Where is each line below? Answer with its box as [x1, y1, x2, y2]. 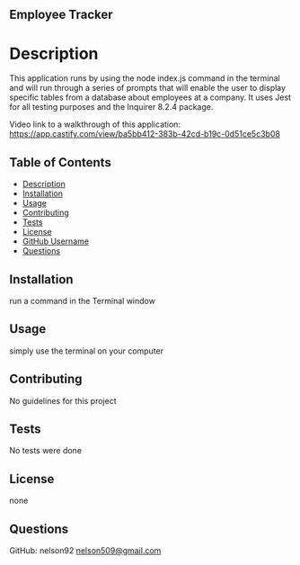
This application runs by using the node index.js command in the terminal [9, 73, 280, 84]
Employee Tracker [9, 7, 114, 22]
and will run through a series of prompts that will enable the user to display [9, 83, 286, 94]
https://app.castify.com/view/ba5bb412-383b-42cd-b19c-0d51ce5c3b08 [9, 129, 281, 139]
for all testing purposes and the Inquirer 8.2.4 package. [9, 102, 214, 112]
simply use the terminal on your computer [9, 345, 164, 356]
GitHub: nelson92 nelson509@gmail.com [9, 545, 162, 556]
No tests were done [9, 445, 83, 456]
